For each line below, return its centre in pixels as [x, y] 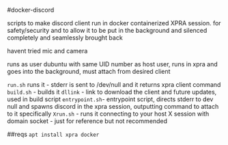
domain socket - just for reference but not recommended [87, 121]
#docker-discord [31, 10]
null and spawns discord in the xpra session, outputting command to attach [113, 106]
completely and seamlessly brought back [65, 38]
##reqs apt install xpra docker [53, 134]
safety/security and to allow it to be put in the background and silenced [107, 30]
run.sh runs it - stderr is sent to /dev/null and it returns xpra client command [114, 84]
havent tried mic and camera [47, 51]
